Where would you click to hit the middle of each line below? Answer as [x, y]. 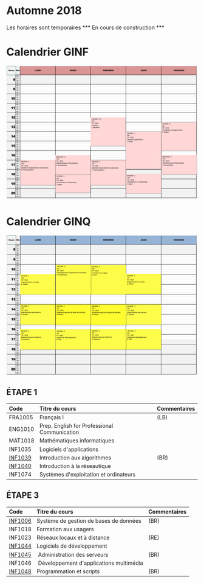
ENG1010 [22, 429]
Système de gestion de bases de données [89, 520]
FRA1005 [21, 417]
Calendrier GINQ [49, 221]
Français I [52, 417]
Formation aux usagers [65, 529]
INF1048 [20, 571]
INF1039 [20, 458]
